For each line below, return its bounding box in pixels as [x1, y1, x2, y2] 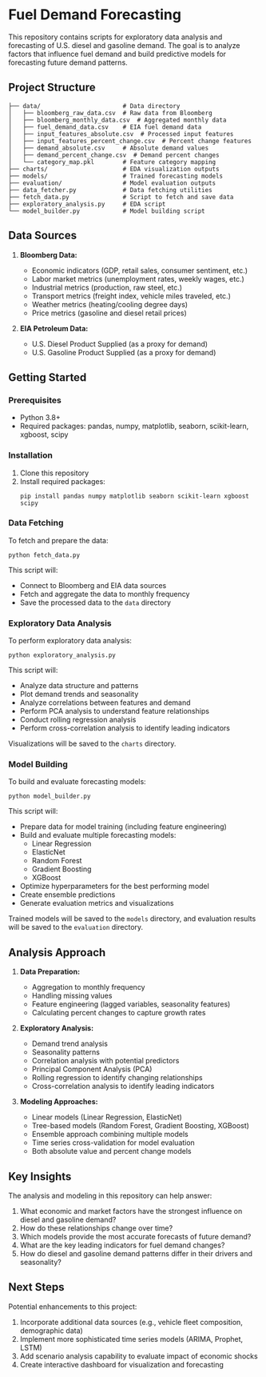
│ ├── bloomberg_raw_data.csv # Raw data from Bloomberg [8, 109, 213, 117]
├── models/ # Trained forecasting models [8, 172, 224, 180]
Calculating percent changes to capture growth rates [31, 1008, 206, 1018]
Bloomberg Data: [19, 250, 77, 259]
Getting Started [8, 370, 87, 384]
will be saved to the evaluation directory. [8, 923, 144, 932]
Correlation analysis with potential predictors [31, 1056, 180, 1066]
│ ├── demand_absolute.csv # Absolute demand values [8, 144, 209, 152]
